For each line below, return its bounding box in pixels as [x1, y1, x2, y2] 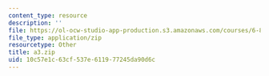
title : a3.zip [8, 48, 56, 56]
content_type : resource [8, 11, 88, 20]
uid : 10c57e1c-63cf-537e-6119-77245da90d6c [8, 56, 156, 64]
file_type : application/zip [8, 33, 102, 42]
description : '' [8, 19, 62, 27]
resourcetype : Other [8, 41, 78, 49]
